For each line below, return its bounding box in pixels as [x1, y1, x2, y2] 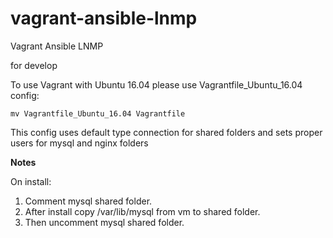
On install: [10, 175, 52, 187]
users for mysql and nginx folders [10, 137, 149, 149]
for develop [10, 59, 58, 71]
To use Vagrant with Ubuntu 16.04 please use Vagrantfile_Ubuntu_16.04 [10, 78, 303, 91]
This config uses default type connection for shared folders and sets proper [10, 126, 323, 138]
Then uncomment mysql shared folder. [24, 216, 185, 228]
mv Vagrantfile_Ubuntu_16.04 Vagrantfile [10, 108, 186, 119]
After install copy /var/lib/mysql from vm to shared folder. [24, 205, 261, 217]
